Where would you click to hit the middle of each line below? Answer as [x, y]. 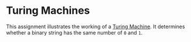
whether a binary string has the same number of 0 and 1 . [74, 32]
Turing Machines [48, 11]
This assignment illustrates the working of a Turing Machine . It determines [96, 26]
